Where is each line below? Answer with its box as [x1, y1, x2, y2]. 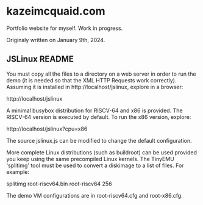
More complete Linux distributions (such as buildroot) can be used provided [6, 148, 197, 156]
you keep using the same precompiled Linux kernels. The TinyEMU [6, 155, 175, 162]
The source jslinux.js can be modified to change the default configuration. [6, 137, 192, 144]
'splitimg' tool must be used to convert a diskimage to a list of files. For [6, 162, 184, 169]
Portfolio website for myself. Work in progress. [6, 24, 123, 32]
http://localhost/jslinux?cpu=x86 [6, 125, 88, 132]
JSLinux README [6, 54, 74, 65]
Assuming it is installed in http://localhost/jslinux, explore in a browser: [6, 83, 183, 90]
